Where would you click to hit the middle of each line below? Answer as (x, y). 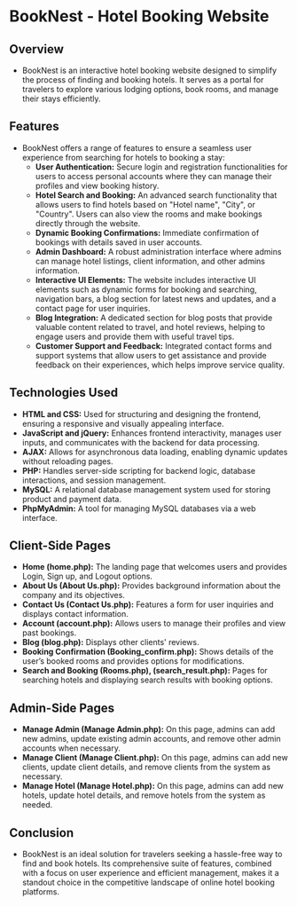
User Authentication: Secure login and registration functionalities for (161, 167)
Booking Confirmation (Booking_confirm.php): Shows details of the (148, 652)
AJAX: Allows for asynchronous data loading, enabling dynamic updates (155, 452)
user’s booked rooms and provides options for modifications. (133, 661)
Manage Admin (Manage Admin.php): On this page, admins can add (148, 729)
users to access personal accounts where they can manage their (153, 176)
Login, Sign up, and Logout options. (87, 576)
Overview (37, 49)
